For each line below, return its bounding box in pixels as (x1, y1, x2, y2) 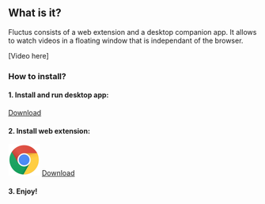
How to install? (8, 70, 66, 81)
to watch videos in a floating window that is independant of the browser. (8, 36, 244, 45)
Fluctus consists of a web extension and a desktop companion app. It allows (8, 27, 257, 36)
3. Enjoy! (8, 186, 38, 196)
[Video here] (8, 51, 49, 60)
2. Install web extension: (8, 126, 91, 135)
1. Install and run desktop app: (8, 90, 109, 100)
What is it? (8, 6, 62, 20)
